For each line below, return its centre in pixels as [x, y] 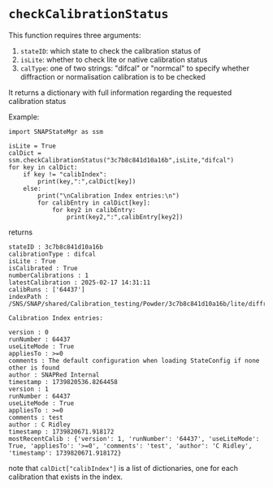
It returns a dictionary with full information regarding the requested [120, 93]
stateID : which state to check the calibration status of [110, 50]
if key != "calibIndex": [65, 174]
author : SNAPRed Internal [54, 375]
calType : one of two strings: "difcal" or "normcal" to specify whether [135, 68]
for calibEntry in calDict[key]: [94, 203]
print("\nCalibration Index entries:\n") [109, 196]
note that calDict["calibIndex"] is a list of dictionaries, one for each [123, 468]
